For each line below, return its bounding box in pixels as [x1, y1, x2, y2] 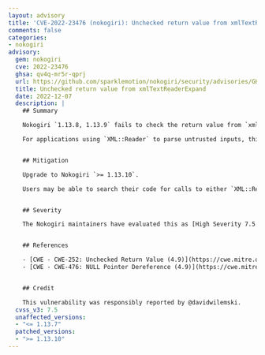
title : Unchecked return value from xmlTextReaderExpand [15, 84, 207, 93]
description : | [15, 99, 65, 107]
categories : [8, 33, 47, 42]
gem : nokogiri [15, 56, 62, 64]
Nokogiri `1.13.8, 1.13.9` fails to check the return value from [22, 121, 242, 129]
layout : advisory [8, 11, 65, 20]
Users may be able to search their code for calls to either [22, 185, 227, 193]
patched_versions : [15, 328, 77, 336]
